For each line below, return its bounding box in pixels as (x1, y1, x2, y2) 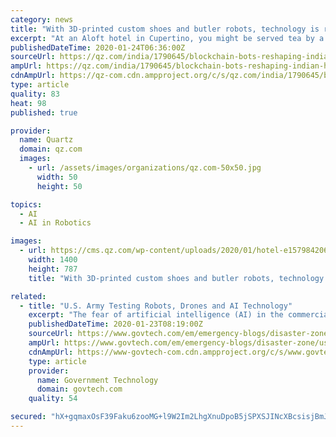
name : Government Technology (36, 375, 159, 385)
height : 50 (36, 181, 83, 191)
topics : (10, 199, 43, 210)
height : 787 (28, 264, 78, 274)
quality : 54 (28, 394, 78, 404)
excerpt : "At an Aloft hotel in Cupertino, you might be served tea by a (10, 33, 325, 43)
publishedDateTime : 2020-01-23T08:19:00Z (28, 319, 203, 330)
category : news (10, 14, 74, 25)
